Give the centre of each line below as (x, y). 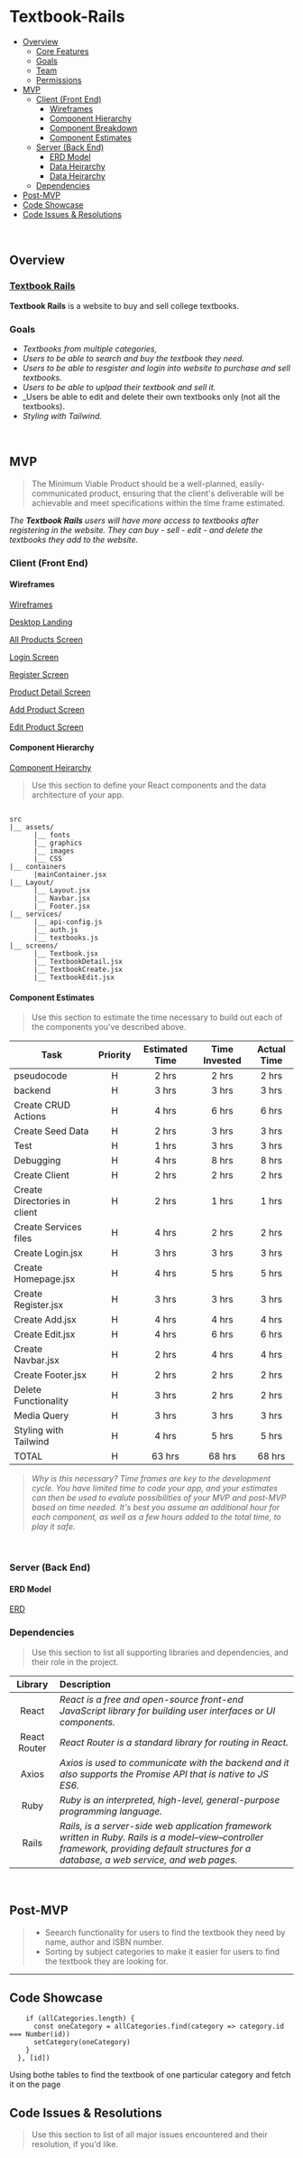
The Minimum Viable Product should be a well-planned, (134, 483)
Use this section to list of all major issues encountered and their (150, 2135)
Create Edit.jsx (45, 1334)
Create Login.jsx (48, 1253)
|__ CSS (48, 859)
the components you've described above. (109, 1027)
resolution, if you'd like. (75, 2144)
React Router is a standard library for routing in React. (174, 1742)
